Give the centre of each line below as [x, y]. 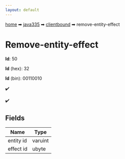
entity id [17, 141]
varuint [40, 141]
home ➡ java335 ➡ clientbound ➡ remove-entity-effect [62, 24]
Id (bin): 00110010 [24, 78]
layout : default [22, 10]
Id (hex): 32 [17, 68]
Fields [15, 118]
